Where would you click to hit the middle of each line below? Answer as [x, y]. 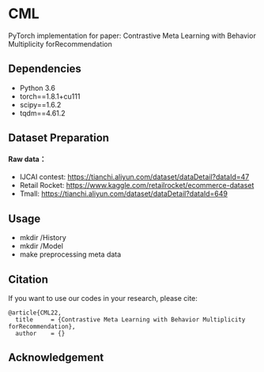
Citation [28, 279]
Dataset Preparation [58, 138]
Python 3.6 [37, 88]
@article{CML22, [35, 313]
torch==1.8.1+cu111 [50, 96]
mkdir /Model [41, 246]
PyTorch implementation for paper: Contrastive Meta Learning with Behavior [132, 36]
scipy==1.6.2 [40, 104]
